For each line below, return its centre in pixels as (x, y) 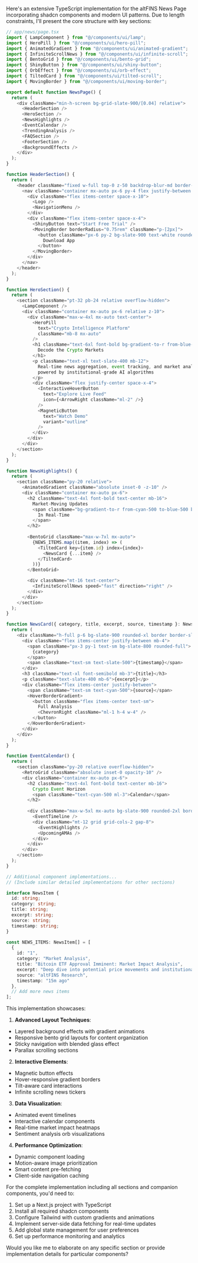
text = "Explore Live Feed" (75, 394)
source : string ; (31, 920)
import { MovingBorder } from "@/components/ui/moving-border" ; (87, 81)
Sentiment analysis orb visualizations (60, 1134)
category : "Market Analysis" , (54, 959)
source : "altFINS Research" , (52, 975)
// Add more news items (40, 992)
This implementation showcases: (46, 1009)
